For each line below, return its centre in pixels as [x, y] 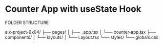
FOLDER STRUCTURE [27, 22]
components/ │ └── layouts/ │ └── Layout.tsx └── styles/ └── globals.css [82, 37]
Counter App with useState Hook [73, 9]
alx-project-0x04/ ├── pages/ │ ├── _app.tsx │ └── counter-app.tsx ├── [81, 32]
